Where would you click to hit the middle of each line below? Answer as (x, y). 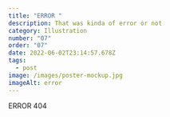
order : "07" (28, 46)
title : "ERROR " (35, 16)
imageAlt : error (35, 83)
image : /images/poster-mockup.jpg (66, 75)
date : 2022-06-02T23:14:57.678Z (62, 53)
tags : (17, 61)
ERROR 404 (28, 106)
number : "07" (30, 38)
